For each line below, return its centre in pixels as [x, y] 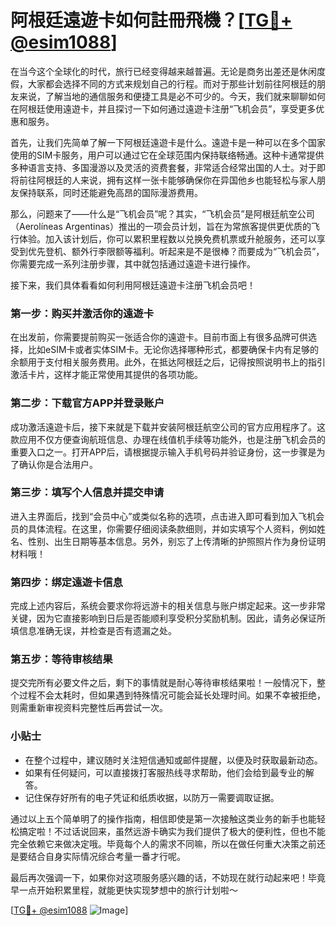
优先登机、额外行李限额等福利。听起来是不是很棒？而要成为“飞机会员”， [176, 251]
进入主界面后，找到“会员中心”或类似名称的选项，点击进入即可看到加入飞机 [163, 516]
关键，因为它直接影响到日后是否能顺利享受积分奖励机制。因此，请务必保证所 [168, 618]
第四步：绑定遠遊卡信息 [66, 582]
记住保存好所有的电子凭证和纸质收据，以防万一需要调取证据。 [152, 797]
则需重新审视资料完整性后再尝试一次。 [89, 708]
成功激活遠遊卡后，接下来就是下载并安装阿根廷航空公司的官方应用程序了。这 [168, 427]
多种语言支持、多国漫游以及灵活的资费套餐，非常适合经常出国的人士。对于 [163, 167]
